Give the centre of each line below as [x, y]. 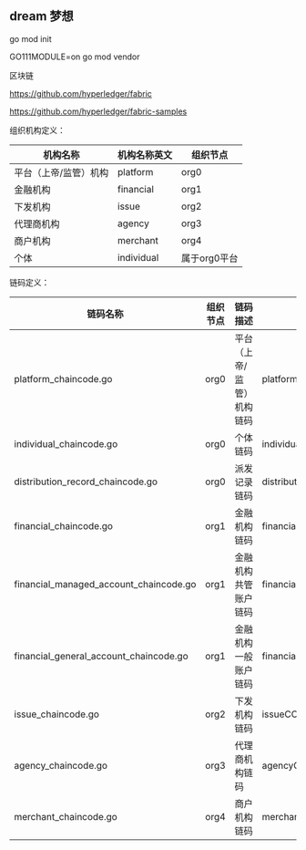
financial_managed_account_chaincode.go [105, 584]
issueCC [280, 714]
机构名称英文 [145, 155]
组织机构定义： [37, 130]
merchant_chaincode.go [66, 816]
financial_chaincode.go [64, 525]
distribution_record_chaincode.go [86, 482]
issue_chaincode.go [57, 714]
